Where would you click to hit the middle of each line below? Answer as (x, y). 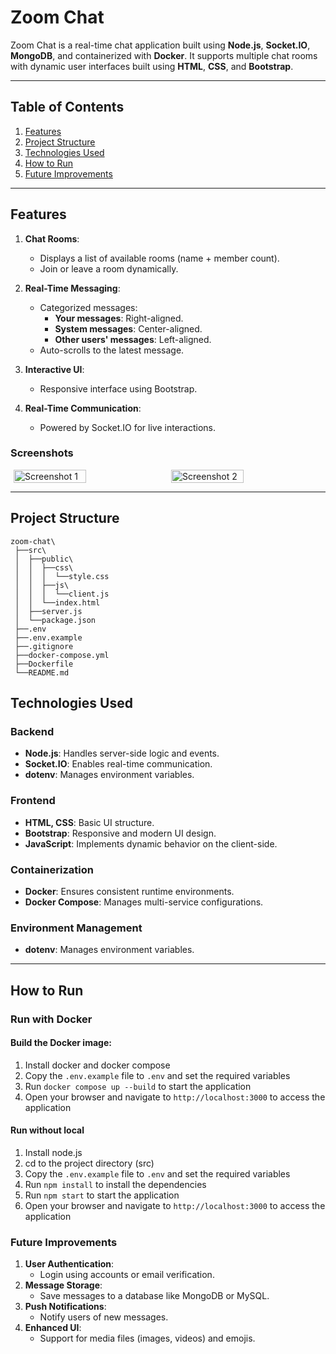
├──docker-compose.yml (62, 655)
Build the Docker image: (61, 1043)
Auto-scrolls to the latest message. (112, 350)
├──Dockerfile (44, 664)
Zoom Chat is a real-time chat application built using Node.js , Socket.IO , (160, 45)
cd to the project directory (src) (89, 1163)
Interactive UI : (54, 369)
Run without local (47, 1130)
